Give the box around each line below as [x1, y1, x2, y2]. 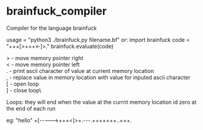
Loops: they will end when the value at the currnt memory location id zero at [6, 98, 197, 106]
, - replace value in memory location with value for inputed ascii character [6, 74, 191, 81]
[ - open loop [6, 80, 39, 87]
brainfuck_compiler [6, 4, 107, 18]
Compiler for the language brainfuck [6, 24, 97, 32]
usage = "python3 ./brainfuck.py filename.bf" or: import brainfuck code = [6, 36, 190, 43]
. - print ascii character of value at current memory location [6, 67, 155, 74]
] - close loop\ [6, 86, 41, 94]
